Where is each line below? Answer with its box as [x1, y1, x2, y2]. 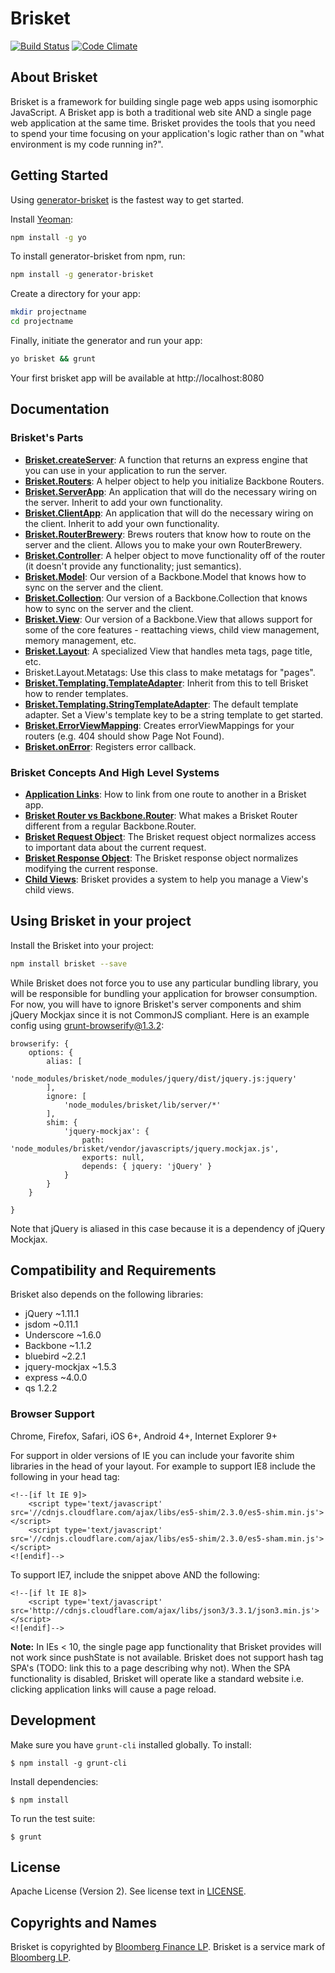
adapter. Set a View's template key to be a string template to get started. [24, 708, 324, 721]
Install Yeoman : [10, 213, 74, 225]
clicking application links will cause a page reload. [10, 1683, 217, 1695]
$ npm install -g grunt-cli [10, 1758, 128, 1768]
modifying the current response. [24, 862, 158, 874]
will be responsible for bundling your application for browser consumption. [10, 987, 318, 999]
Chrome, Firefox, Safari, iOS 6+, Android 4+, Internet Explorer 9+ [10, 1430, 278, 1442]
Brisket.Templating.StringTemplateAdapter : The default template [24, 698, 299, 710]
